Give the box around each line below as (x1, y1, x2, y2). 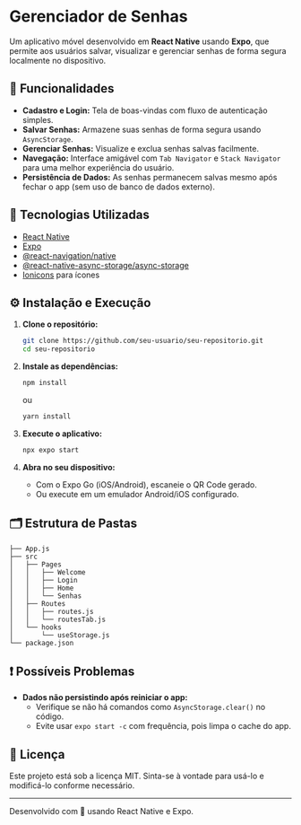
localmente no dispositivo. (9, 55, 107, 66)
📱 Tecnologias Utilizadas (9, 207, 150, 223)
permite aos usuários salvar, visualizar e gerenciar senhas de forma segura (9, 45, 287, 56)
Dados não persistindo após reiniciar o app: (21, 692, 188, 703)
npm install (21, 379, 67, 388)
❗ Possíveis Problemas (9, 663, 135, 679)
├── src (9, 552, 39, 561)
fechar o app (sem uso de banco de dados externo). (21, 181, 215, 192)
